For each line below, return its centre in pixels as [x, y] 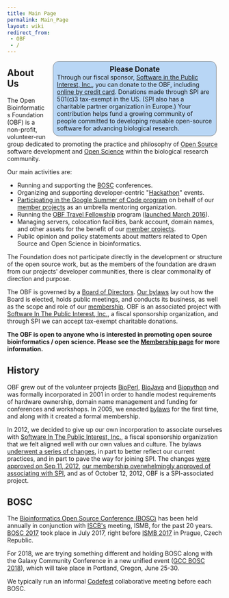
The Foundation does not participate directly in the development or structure [115, 256]
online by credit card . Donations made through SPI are [133, 92]
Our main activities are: [40, 171]
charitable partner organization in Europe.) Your [124, 106]
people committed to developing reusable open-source [135, 121]
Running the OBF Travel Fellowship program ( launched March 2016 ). [113, 214]
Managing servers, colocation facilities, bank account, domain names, [116, 222]
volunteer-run [26, 136]
